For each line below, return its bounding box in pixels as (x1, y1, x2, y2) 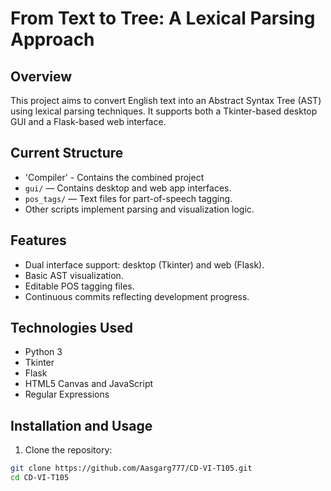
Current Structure (10, 145, 124, 162)
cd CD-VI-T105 (10, 473, 70, 483)
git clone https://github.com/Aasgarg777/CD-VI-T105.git (10, 463, 253, 474)
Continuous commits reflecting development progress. (24, 290, 250, 302)
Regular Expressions (24, 388, 110, 401)
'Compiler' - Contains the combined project (24, 171, 205, 183)
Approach (10, 28, 95, 51)
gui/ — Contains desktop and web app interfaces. (24, 182, 232, 194)
